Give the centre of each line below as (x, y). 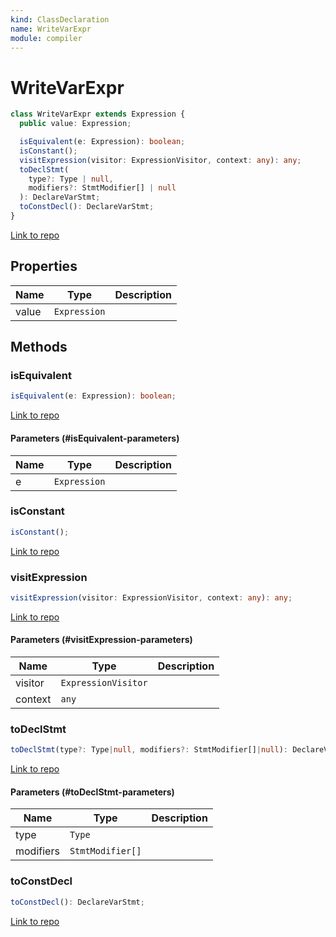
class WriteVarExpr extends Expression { (98, 114)
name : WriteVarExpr (51, 29)
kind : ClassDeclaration (60, 19)
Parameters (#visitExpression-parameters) (101, 640)
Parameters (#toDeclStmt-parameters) (92, 792)
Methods (39, 347)
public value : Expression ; (75, 124)
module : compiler (46, 38)
